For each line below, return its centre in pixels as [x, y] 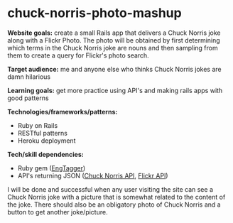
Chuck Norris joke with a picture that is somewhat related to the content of [116, 197]
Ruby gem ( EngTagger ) [52, 168]
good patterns [28, 98]
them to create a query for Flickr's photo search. [78, 55]
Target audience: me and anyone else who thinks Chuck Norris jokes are [114, 69]
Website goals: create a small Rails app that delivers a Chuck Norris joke [114, 33]
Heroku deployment [47, 141]
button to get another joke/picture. [58, 212]
